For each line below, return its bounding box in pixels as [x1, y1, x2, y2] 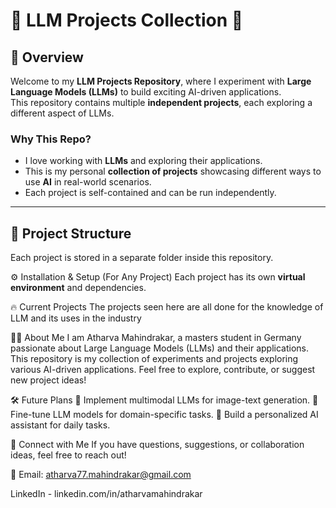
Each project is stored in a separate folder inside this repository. [10, 252, 274, 264]
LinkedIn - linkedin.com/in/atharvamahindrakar [10, 488, 203, 500]
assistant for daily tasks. [10, 419, 111, 431]
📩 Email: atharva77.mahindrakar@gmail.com [10, 469, 192, 481]
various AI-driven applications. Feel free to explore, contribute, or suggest [10, 364, 316, 376]
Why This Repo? [10, 132, 92, 146]
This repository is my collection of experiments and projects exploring [10, 353, 299, 365]
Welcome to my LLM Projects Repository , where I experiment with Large [10, 75, 312, 87]
